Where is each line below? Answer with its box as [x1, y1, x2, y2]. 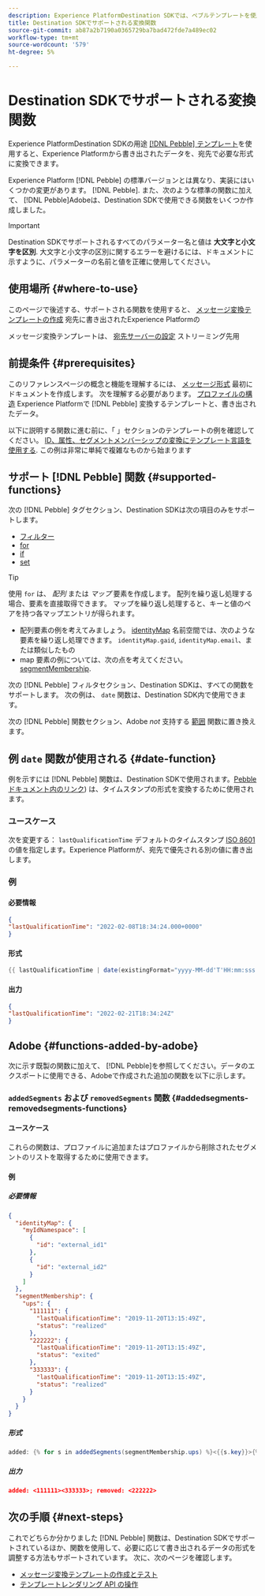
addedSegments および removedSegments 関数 [8, 1092, 170, 1103]
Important [8, 220, 40, 230]
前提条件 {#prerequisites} [8, 357, 136, 370]
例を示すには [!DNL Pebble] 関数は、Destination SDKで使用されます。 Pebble [8, 774, 257, 784]
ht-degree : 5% [8, 48, 55, 56]
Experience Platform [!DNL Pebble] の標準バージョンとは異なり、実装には [8, 175, 248, 185]
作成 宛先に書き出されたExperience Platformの [49, 314, 201, 324]
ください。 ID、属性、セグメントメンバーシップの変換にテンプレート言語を [8, 435, 252, 444]
